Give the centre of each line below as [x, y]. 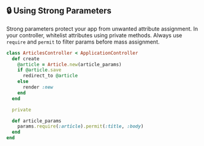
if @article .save [40, 70]
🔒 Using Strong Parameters [59, 11]
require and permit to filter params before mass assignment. [83, 42]
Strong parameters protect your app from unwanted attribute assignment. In [102, 29]
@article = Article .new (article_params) [70, 64]
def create [26, 59]
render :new [38, 87]
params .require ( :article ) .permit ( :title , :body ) [81, 126]
